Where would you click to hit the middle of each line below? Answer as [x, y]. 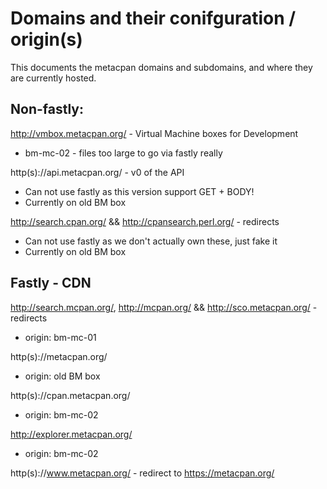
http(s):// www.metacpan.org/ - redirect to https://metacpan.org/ [142, 473]
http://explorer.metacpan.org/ [71, 434]
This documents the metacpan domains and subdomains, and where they [161, 67]
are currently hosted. [53, 78]
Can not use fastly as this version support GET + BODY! [139, 191]
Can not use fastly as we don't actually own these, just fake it [151, 241]
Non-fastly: [47, 109]
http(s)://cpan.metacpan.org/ [70, 395]
